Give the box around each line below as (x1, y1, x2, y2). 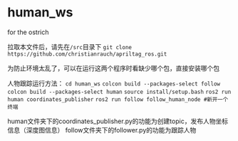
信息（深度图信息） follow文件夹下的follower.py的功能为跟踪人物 (7, 125, 197, 134)
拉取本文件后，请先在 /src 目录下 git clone (7, 42, 133, 51)
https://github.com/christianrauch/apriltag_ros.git (7, 51, 167, 58)
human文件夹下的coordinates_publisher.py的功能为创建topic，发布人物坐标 (7, 117, 229, 125)
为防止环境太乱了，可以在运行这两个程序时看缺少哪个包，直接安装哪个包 (7, 63, 219, 72)
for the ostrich (7, 28, 49, 36)
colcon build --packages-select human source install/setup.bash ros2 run (7, 88, 232, 95)
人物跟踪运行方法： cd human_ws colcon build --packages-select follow (7, 79, 221, 88)
